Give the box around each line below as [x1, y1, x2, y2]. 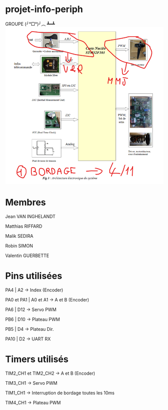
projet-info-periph [5, 4, 83, 15]
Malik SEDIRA [5, 233, 34, 239]
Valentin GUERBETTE [5, 252, 49, 259]
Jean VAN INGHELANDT [5, 213, 56, 219]
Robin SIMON [5, 242, 34, 248]
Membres [5, 197, 46, 208]
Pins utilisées [5, 270, 62, 282]
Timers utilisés [5, 353, 69, 365]
